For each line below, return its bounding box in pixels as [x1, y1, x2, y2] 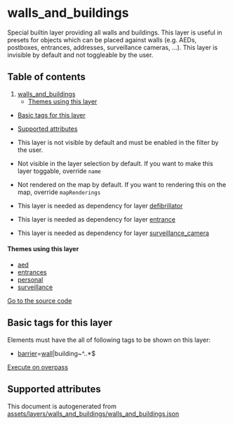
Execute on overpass [7, 362, 69, 371]
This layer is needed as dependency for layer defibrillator [17, 201, 183, 210]
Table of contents [7, 71, 86, 83]
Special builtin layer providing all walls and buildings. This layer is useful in [7, 28, 222, 37]
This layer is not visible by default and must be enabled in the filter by [17, 138, 219, 146]
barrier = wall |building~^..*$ [17, 349, 96, 357]
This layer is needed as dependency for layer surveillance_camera [17, 229, 209, 237]
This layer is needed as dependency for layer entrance [17, 215, 175, 223]
